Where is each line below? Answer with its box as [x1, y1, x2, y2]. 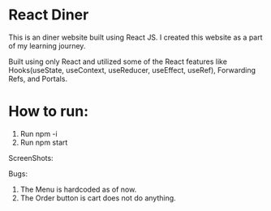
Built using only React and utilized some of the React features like [8, 57, 227, 66]
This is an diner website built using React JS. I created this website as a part [8, 32, 263, 42]
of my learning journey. [8, 40, 86, 50]
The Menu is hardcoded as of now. [19, 184, 137, 194]
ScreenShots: [8, 153, 54, 162]
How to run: [8, 103, 89, 120]
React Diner [8, 6, 89, 24]
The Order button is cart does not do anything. [19, 192, 176, 203]
